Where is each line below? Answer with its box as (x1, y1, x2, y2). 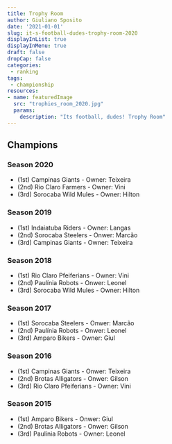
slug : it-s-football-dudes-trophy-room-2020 (7, 29, 138, 37)
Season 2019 (7, 207, 52, 217)
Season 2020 (7, 160, 54, 169)
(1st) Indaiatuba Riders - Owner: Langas (17, 223, 131, 232)
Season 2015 (7, 399, 52, 409)
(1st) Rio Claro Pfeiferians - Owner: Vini (17, 271, 130, 280)
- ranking (10, 68, 39, 75)
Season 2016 (7, 351, 52, 361)
